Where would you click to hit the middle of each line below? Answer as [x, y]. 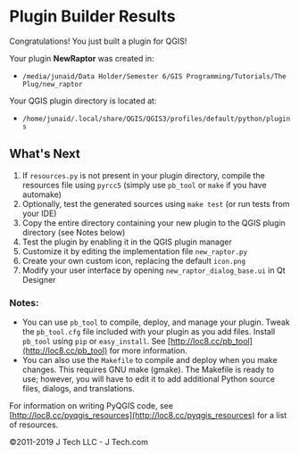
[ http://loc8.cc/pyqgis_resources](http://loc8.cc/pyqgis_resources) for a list [148, 416]
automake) [42, 194]
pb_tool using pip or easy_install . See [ [96, 342]
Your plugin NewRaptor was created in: [82, 58]
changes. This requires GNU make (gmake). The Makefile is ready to [148, 370]
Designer [39, 279]
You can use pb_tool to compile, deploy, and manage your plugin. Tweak [156, 322]
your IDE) [39, 213]
